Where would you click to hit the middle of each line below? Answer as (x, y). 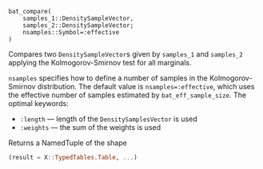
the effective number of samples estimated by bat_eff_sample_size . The (127, 95)
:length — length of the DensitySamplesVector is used (108, 119)
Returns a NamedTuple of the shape (68, 143)
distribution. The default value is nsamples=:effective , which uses (146, 86)
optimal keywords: (39, 103)
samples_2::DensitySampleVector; (78, 26)
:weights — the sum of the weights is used (90, 127)
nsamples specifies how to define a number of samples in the (108, 78)
